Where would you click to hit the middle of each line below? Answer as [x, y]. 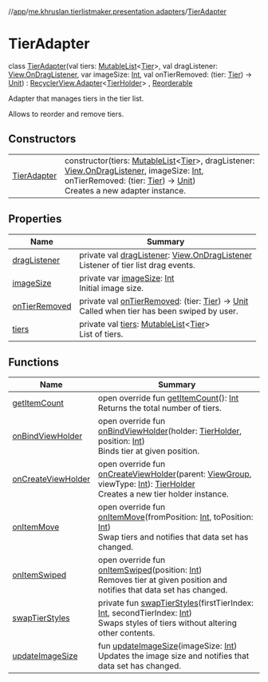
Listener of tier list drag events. [137, 265]
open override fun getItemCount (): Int [169, 398]
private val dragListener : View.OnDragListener [166, 255]
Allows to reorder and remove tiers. [66, 114]
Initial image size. [111, 288]
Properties [35, 219]
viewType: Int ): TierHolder [147, 485]
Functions [34, 362]
